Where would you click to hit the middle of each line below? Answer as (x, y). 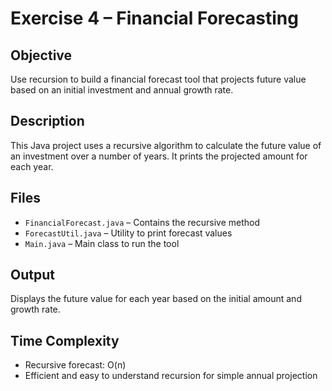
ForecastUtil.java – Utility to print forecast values (128, 233)
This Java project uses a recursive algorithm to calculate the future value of (166, 145)
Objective (41, 55)
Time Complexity (65, 340)
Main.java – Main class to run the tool (102, 243)
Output (32, 275)
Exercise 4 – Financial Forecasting (154, 18)
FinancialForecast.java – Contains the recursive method (142, 222)
